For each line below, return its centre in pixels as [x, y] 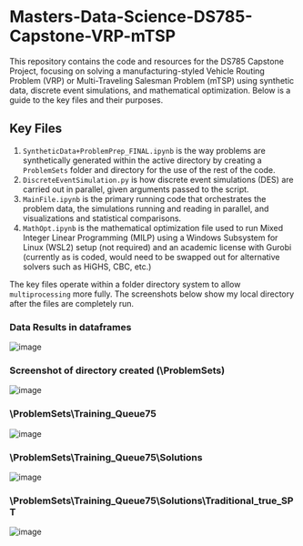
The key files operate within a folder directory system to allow [125, 284]
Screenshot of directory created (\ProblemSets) [117, 370]
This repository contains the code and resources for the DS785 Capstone [147, 61]
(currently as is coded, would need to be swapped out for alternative [151, 257]
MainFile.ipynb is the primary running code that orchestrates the [144, 198]
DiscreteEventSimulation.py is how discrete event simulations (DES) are [158, 179]
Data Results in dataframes [71, 327]
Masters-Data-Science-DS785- [131, 17]
